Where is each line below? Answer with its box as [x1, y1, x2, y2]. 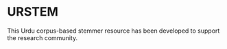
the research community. [7, 33, 77, 42]
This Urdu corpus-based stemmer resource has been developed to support [7, 27, 220, 35]
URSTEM [7, 4, 58, 20]
